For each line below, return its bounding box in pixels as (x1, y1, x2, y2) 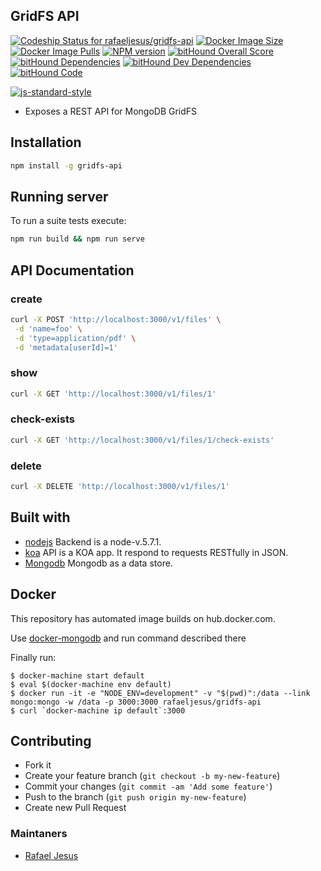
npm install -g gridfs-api (10, 160, 123, 171)
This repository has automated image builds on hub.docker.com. (10, 612, 276, 624)
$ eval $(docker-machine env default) (10, 679, 172, 689)
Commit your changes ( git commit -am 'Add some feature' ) (24, 780, 273, 793)
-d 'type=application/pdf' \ (14, 333, 137, 343)
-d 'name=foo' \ (14, 324, 83, 334)
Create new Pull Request (24, 802, 127, 814)
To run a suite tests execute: (10, 215, 127, 227)
